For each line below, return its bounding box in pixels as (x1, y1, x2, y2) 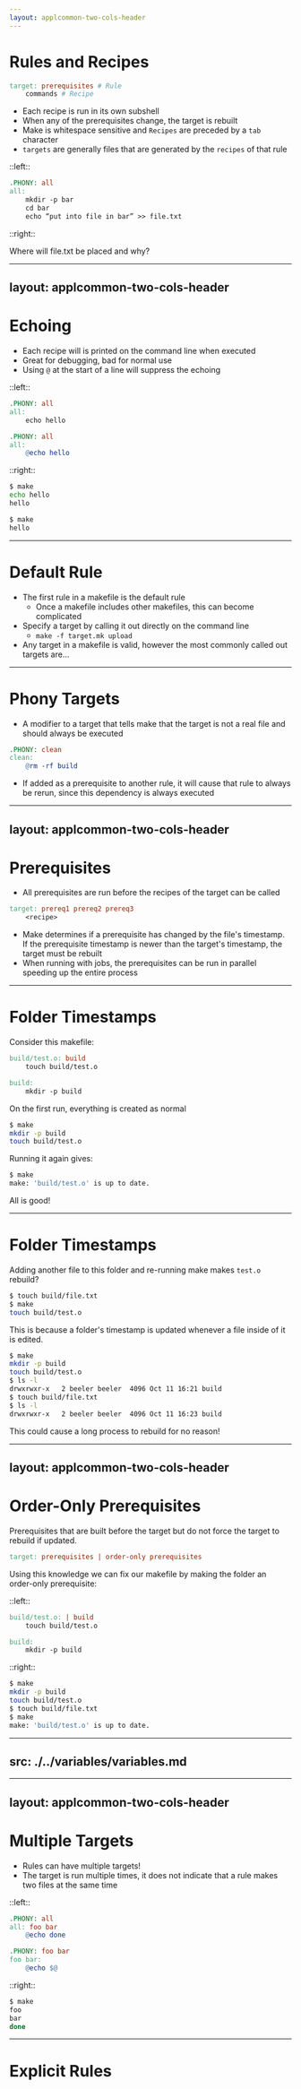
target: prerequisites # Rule (9, 82, 123, 91)
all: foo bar (9, 1922, 58, 1931)
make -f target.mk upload (35, 631, 133, 641)
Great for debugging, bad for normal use (21, 355, 173, 366)
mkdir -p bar (25, 195, 74, 204)
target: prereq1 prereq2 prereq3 (9, 904, 134, 914)
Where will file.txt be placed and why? (9, 246, 150, 256)
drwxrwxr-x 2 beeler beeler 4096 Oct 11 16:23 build (9, 1409, 222, 1419)
